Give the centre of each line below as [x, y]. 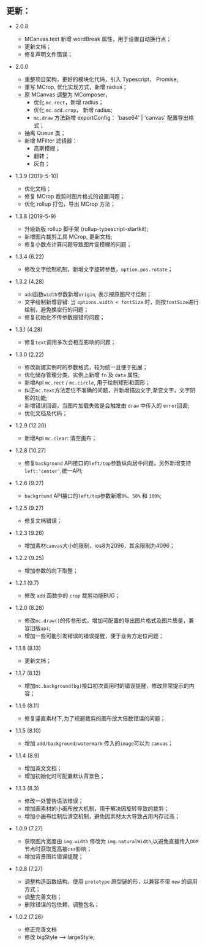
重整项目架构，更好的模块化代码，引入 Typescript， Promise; [101, 79]
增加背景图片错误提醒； [54, 856]
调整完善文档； [43, 897]
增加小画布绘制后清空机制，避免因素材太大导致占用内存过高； [102, 816]
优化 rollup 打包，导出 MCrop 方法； [70, 204]
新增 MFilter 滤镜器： [51, 141]
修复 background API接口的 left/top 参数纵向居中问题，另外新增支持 [108, 463]
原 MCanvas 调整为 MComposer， [68, 95]
